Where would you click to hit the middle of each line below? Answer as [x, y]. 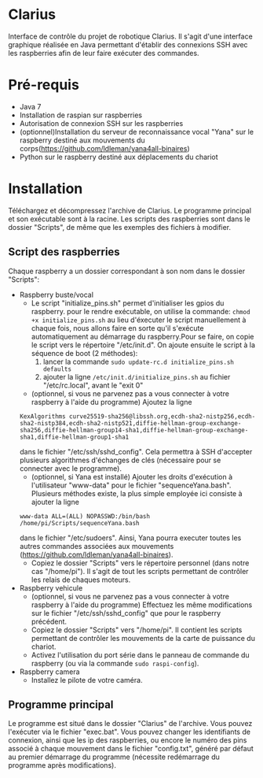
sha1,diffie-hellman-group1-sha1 [74, 437]
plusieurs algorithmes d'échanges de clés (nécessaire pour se [120, 460]
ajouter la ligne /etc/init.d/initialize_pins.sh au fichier [137, 376]
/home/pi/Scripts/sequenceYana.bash [79, 523]
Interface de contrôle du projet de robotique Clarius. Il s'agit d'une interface [130, 36]
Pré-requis [44, 85]
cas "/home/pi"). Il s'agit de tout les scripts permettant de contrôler [140, 571]
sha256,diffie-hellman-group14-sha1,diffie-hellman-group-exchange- [134, 430]
